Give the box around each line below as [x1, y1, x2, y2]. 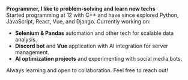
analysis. [14, 36, 37, 43]
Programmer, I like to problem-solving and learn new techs [6, 5, 156, 12]
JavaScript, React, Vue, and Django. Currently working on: [6, 18, 151, 25]
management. [14, 49, 50, 56]
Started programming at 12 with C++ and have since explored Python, [6, 11, 179, 19]
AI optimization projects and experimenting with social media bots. [14, 55, 183, 62]
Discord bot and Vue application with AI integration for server [14, 42, 168, 49]
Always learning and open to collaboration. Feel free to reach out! [6, 67, 168, 74]
